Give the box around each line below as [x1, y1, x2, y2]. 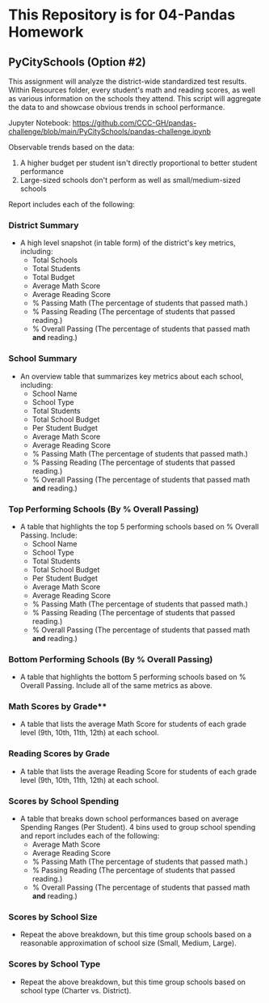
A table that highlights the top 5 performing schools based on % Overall [19, 521, 259, 531]
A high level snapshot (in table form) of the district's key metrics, [19, 238, 236, 248]
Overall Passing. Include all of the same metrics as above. [19, 681, 212, 691]
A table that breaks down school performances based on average [19, 814, 239, 823]
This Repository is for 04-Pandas [8, 6, 236, 24]
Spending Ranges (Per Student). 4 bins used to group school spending [19, 822, 256, 832]
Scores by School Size [8, 912, 98, 922]
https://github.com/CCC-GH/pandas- [72, 118, 197, 127]
